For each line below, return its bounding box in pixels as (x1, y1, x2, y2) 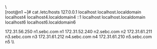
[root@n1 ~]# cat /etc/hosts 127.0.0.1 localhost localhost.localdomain (5, 9, 141, 15)
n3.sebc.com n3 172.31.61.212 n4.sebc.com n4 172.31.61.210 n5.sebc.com (5, 34, 152, 39)
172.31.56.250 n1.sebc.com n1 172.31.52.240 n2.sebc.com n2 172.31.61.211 (5, 29, 153, 34)
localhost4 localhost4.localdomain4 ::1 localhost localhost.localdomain (5, 14, 145, 20)
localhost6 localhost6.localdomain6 (5, 19, 76, 25)
